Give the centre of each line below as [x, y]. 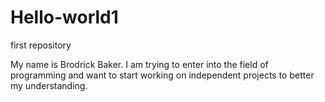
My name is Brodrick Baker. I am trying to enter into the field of [139, 64]
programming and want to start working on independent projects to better [162, 75]
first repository [41, 45]
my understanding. [49, 85]
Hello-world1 [64, 17]
